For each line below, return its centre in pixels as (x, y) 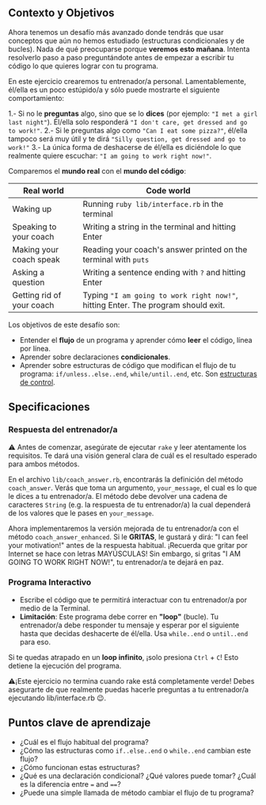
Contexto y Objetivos (61, 13)
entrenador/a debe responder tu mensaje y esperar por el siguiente (129, 625)
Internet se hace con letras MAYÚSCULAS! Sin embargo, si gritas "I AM (125, 554)
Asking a (28, 272)
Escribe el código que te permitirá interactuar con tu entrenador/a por (133, 600)
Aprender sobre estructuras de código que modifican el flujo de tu (127, 365)
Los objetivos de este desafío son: (64, 324)
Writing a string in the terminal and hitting (159, 227)
